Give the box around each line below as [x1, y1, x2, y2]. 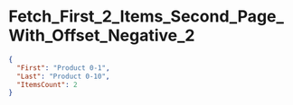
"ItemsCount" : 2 [16, 80, 78, 89]
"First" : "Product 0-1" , [16, 63, 110, 73]
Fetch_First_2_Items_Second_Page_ [8, 6, 284, 27]
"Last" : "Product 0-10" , [16, 72, 110, 81]
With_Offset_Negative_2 [8, 25, 195, 46]
